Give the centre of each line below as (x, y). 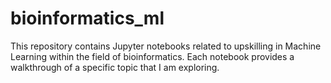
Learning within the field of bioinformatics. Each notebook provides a (152, 56)
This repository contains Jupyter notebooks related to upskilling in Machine (166, 46)
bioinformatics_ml (87, 18)
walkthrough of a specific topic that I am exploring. (115, 67)
